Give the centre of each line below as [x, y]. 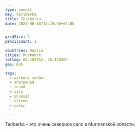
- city [16, 92]
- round [18, 87]
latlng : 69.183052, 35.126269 [37, 60]
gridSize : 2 [17, 37]
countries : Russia [24, 51]
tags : [11, 73]
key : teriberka [21, 14]
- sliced [19, 101]
